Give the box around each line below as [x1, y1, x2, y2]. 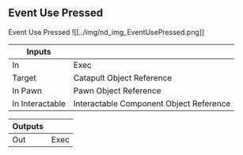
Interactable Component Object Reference [73, 98, 231, 109]
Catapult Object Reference [73, 72, 173, 83]
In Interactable [12, 98, 66, 109]
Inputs [26, 46, 51, 57]
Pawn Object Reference [73, 85, 161, 96]
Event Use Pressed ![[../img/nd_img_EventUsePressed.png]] [8, 27, 205, 36]
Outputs [12, 120, 44, 131]
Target [12, 72, 37, 83]
